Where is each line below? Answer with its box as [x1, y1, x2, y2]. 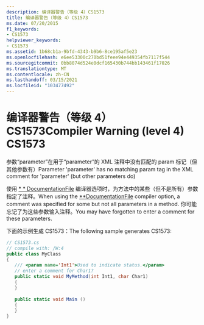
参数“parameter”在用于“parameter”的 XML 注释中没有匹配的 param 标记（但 [6, 158, 197, 165]
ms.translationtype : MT [6, 65, 67, 72]
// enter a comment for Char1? [14, 268, 94, 274]
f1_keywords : [6, 26, 40, 32]
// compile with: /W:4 [6, 245, 64, 251]
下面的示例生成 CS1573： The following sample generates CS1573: [6, 227, 172, 235]
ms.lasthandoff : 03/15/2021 [6, 77, 78, 83]
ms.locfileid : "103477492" [6, 83, 75, 89]
